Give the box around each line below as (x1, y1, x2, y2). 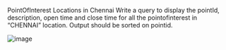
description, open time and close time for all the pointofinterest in (7, 13, 198, 22)
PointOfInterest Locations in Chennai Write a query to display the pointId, (7, 6, 220, 14)
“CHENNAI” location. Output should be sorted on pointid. (7, 21, 173, 29)
